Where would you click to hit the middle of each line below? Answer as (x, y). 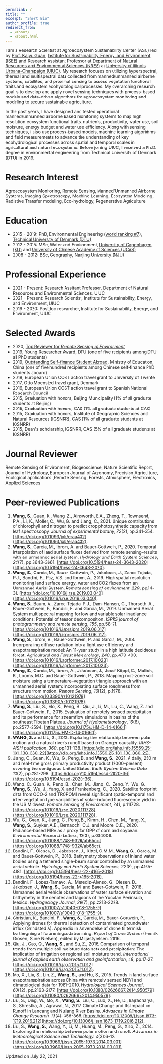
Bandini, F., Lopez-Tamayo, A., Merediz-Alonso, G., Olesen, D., (75, 882)
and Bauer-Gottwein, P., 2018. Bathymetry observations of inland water (83, 856)
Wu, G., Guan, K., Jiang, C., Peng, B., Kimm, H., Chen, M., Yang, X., (80, 820)
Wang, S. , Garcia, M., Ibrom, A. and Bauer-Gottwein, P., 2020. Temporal (84, 547)
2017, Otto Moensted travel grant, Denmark (56, 383)
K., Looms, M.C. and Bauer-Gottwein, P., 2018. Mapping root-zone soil (83, 675)
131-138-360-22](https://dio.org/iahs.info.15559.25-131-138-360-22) (81, 753)
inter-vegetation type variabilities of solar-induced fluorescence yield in (84, 799)
